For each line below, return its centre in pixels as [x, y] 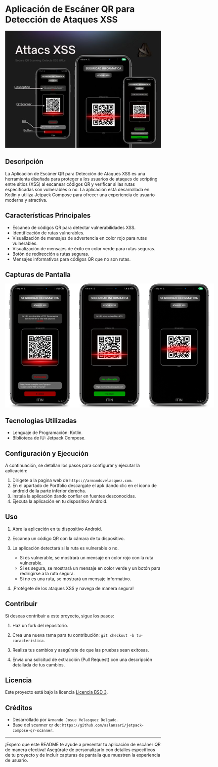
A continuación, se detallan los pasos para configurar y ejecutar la [72, 465]
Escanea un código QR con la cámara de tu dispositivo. [68, 538]
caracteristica [28, 641]
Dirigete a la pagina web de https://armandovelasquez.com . [72, 480]
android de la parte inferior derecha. [49, 491]
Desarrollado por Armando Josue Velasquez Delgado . [65, 720]
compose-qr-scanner [32, 731]
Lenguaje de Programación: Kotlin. [47, 433]
